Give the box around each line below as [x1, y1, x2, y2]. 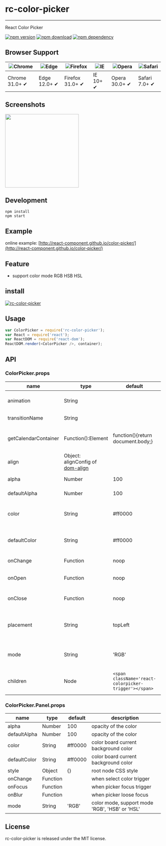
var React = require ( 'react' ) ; [5, 332, 70, 337]
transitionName [7, 414, 43, 421]
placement [7, 621, 33, 628]
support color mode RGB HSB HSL [12, 273, 83, 279]
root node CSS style [91, 767, 138, 774]
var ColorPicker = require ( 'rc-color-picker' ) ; [5, 328, 105, 333]
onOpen [7, 574, 26, 581]
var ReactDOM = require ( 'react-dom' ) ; [5, 337, 85, 342]
